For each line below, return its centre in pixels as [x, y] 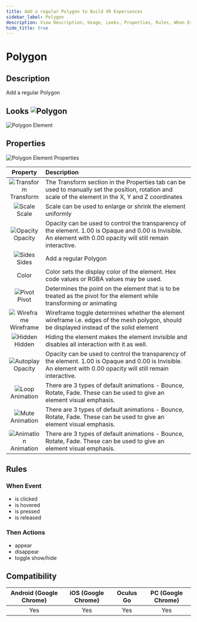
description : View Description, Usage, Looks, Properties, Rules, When [95, 22]
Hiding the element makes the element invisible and [116, 337]
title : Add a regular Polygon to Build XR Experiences [74, 11]
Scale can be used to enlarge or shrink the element [116, 206]
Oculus [127, 593]
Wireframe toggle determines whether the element [115, 313]
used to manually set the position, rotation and [109, 190]
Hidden [24, 344]
